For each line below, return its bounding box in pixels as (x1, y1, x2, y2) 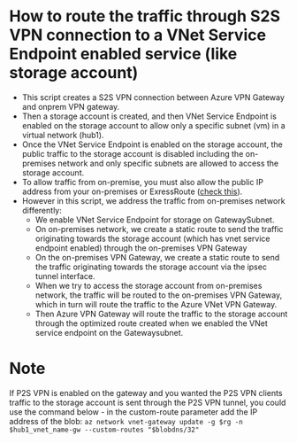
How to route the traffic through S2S (9, 6, 281, 27)
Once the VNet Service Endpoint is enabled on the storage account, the (21, 139, 283, 150)
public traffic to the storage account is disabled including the (21, 148, 244, 159)
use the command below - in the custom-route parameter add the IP (9, 406, 258, 417)
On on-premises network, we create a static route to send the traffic (34, 223, 284, 234)
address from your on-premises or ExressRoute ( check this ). (21, 186, 243, 197)
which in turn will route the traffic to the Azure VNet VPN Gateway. (34, 299, 278, 309)
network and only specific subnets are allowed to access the (57, 158, 279, 168)
